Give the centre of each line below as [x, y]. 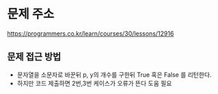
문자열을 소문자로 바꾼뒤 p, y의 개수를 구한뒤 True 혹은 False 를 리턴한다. [114, 74]
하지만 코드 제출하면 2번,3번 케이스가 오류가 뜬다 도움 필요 [94, 83]
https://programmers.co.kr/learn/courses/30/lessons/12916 [91, 33]
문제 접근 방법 [34, 57]
